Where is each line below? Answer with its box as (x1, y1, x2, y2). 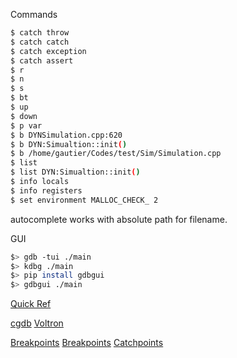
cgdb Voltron (10, 317, 64, 329)
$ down (10, 111, 38, 121)
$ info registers (10, 185, 83, 196)
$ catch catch (10, 37, 70, 47)
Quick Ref (10, 298, 52, 310)
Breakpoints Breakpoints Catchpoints (10, 337, 164, 349)
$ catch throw (10, 28, 70, 38)
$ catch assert (10, 55, 74, 66)
